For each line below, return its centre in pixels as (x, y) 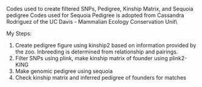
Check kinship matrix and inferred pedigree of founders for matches (101, 78)
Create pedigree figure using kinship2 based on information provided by (106, 45)
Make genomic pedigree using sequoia (64, 71)
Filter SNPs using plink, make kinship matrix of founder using (92, 58)
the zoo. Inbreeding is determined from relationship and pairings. (96, 52)
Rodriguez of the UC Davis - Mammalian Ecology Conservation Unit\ (92, 22)
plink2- (178, 58)
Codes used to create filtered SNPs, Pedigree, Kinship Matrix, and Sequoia (100, 9)
